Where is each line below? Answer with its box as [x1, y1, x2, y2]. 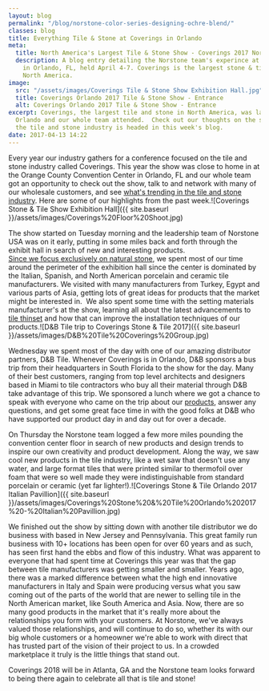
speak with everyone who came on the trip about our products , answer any [8, 397, 256, 406]
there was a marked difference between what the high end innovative [8, 572, 238, 582]
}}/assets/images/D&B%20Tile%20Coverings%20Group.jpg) [8, 330, 210, 340]
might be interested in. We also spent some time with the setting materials [8, 296, 255, 305]
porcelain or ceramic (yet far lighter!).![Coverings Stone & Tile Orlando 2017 [8, 480, 258, 490]
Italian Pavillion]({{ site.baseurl [8, 489, 110, 499]
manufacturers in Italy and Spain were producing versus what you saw [8, 581, 241, 591]
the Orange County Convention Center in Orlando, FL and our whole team [8, 170, 251, 180]
